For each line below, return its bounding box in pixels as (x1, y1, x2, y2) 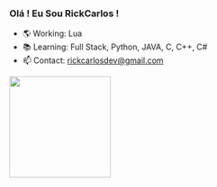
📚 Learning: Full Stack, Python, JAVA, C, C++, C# (22, 41, 208, 52)
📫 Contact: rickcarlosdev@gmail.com (22, 55, 164, 66)
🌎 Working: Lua (22, 28, 83, 39)
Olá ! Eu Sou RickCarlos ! (9, 7, 120, 20)
